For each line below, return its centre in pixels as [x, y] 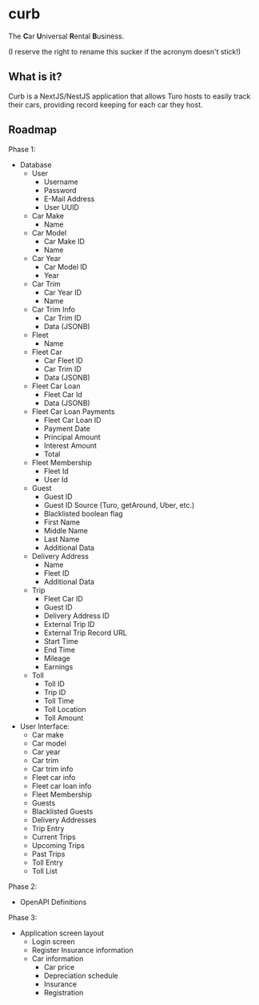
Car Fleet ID [64, 360]
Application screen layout [62, 933]
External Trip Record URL [86, 633]
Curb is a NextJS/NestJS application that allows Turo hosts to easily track [129, 96]
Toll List [44, 870]
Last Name [62, 539]
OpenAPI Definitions [53, 902]
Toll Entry [48, 862]
